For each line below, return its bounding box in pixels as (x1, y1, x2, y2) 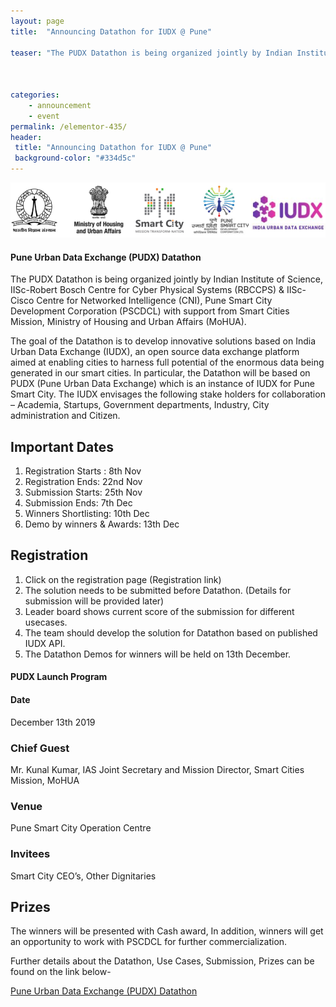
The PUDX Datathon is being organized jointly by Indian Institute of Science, (10, 273, 323, 285)
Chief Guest (10, 741, 70, 755)
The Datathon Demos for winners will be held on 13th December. (24, 648, 292, 660)
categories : (10, 90, 60, 100)
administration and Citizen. (10, 410, 121, 422)
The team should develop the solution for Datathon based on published (24, 626, 318, 639)
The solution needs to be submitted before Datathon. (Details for (24, 584, 292, 596)
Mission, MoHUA (10, 774, 80, 786)
